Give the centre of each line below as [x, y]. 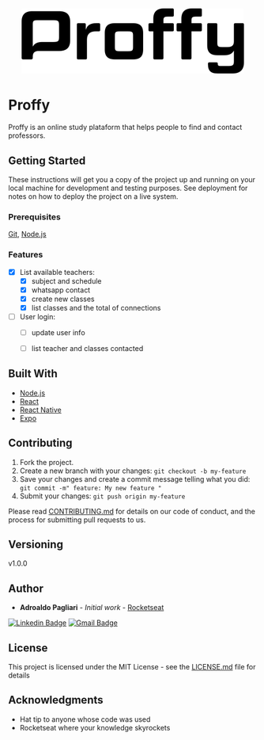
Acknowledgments [56, 700]
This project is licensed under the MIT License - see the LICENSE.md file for [132, 667]
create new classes [63, 299]
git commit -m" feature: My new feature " [91, 488]
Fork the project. [47, 462]
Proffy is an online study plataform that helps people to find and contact [125, 128]
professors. [27, 135]
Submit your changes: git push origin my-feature [102, 496]
